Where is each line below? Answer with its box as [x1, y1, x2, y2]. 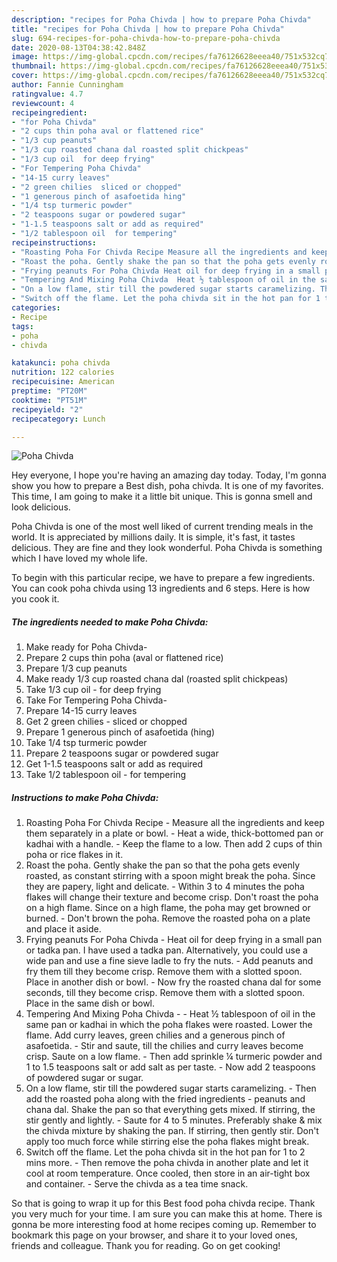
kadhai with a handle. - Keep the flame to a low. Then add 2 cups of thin [25, 838, 323, 850]
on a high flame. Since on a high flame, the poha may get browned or [25, 902, 311, 914]
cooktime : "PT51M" [11, 395, 88, 405]
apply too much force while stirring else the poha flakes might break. [25, 1136, 310, 1148]
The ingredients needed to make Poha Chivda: [11, 616, 209, 628]
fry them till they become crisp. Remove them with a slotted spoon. [25, 966, 303, 978]
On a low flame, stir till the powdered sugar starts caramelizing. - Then [25, 1082, 317, 1095]
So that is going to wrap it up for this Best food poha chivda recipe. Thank [11, 1197, 316, 1210]
